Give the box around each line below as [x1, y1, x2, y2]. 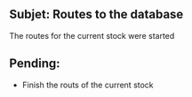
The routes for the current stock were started [9, 30, 175, 41]
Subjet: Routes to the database [9, 7, 184, 22]
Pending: [9, 56, 60, 71]
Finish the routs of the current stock [21, 79, 154, 90]
